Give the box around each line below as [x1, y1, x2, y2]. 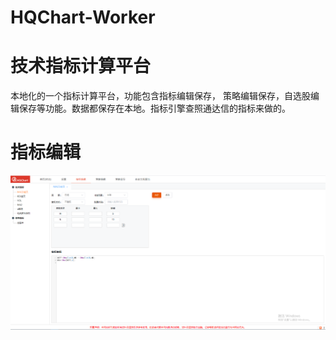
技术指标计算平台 [10, 55, 152, 78]
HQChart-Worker [10, 6, 156, 29]
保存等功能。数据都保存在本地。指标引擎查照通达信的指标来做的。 [18, 102, 291, 115]
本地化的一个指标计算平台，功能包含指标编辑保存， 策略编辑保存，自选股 [10, 90, 311, 102]
